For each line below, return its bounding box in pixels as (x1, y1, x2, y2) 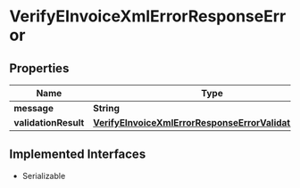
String (92, 102, 121, 114)
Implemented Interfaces (9, 147, 146, 162)
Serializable (21, 170, 66, 181)
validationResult (13, 117, 85, 128)
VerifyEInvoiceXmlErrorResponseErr (9, 6, 287, 27)
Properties (9, 61, 70, 76)
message (13, 102, 54, 114)
